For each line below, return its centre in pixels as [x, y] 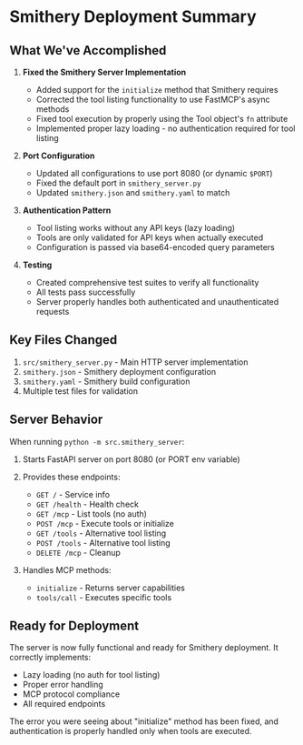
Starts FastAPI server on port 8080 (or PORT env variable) [131, 459]
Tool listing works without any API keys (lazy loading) [136, 228]
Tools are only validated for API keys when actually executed [150, 237]
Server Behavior [56, 420]
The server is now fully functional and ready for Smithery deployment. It [144, 648]
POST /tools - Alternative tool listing [103, 542]
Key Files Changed [64, 340]
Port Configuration [59, 156]
